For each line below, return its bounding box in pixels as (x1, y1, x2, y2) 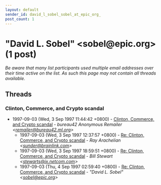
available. (5, 76, 26, 82)
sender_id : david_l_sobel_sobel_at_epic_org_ (5, 12, 101, 17)
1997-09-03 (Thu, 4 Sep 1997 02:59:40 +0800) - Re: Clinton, (19, 164, 145, 170)
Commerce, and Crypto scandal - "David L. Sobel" (19, 169, 124, 175)
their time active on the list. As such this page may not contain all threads (5, 70, 157, 76)
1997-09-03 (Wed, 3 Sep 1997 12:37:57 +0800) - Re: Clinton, (19, 132, 145, 138)
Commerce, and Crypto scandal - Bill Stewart (19, 153, 113, 159)
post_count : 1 (5, 16, 35, 21)
